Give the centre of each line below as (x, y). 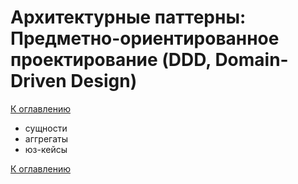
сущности (46, 128)
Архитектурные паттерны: (128, 17)
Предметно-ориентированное (145, 38)
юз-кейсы (46, 149)
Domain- (251, 60)
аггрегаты (46, 138)
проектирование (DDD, (111, 60)
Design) (104, 81)
